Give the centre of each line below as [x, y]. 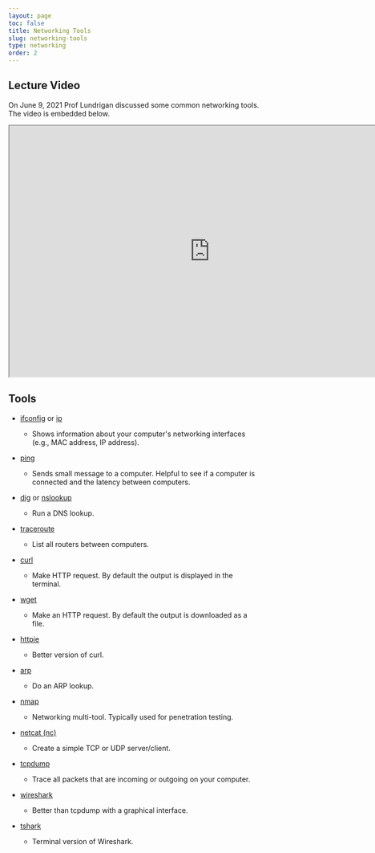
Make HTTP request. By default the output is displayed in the [133, 575]
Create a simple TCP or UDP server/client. [101, 748]
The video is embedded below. [59, 113]
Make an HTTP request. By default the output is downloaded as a [139, 614]
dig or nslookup [46, 497]
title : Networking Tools [50, 31]
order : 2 [23, 53]
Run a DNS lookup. [63, 513]
